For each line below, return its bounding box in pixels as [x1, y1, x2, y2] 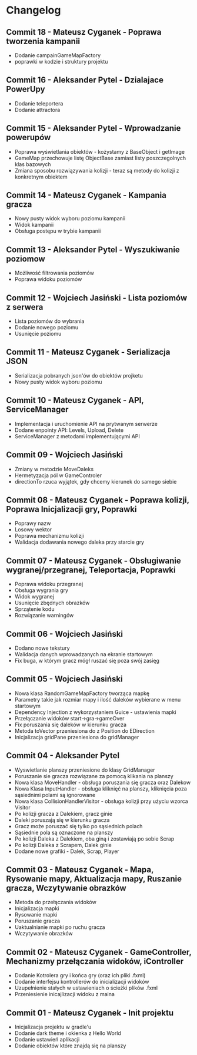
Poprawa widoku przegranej [14, 581, 84, 588]
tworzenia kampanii [6, 36, 81, 46]
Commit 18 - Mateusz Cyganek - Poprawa [6, 27, 162, 37]
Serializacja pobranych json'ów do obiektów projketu [14, 372, 143, 379]
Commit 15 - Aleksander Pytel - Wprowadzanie [6, 123, 181, 133]
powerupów [6, 133, 51, 143]
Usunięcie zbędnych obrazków [14, 599, 90, 607]
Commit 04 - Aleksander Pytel [6, 750, 119, 760]
